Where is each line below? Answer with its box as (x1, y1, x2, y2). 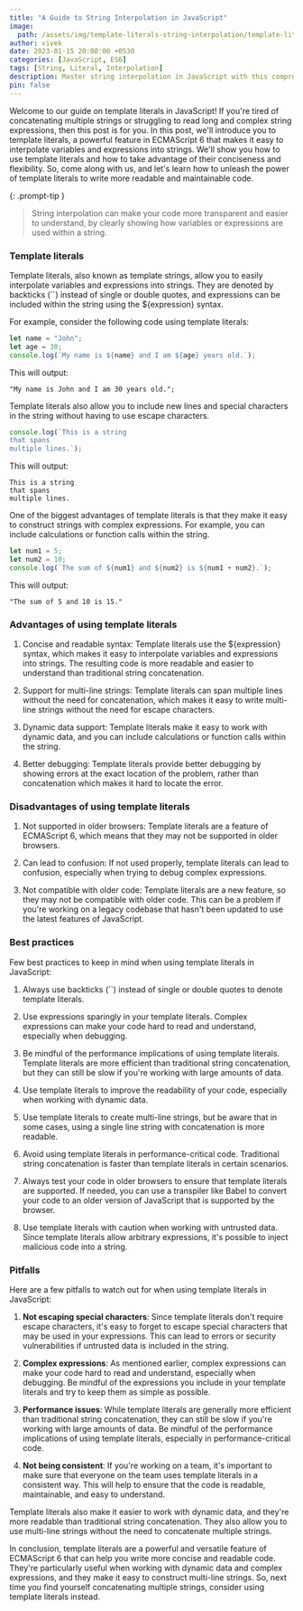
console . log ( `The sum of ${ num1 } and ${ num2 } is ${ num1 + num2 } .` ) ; (9, 563, 272, 573)
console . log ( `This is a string (9, 427, 127, 437)
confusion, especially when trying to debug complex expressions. (22, 867, 268, 878)
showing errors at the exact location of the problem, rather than (22, 768, 259, 779)
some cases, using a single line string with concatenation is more (22, 1121, 265, 1132)
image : (9, 22, 34, 31)
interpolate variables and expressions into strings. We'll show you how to (9, 144, 280, 155)
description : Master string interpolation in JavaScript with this (9, 72, 269, 81)
